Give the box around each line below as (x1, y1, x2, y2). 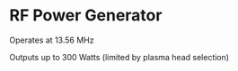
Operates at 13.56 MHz (9, 35, 94, 45)
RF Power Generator (9, 5, 163, 26)
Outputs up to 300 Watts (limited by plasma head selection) (9, 51, 230, 62)
